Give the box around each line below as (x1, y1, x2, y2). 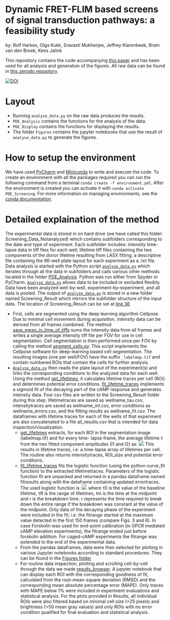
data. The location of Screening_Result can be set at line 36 (5, 301, 130, 307)
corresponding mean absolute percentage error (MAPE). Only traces (20, 582, 164, 588)
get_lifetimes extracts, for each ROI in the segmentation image (20, 429, 151, 435)
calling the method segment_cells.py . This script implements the (12, 343, 147, 349)
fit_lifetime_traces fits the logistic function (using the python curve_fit (20, 462, 165, 468)
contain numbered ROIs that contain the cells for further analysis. (12, 359, 149, 365)
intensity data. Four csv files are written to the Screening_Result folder (12, 392, 160, 398)
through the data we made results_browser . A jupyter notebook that (20, 566, 162, 572)
